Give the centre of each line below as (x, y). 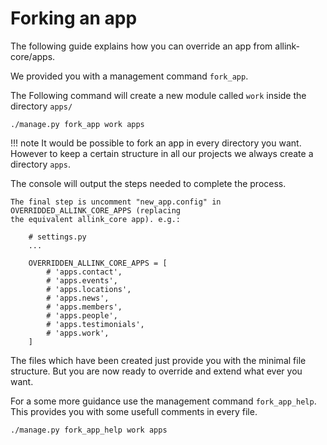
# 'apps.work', (78, 333)
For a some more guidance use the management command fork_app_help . (163, 401)
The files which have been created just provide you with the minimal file (158, 360)
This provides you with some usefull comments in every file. (134, 411)
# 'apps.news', (78, 298)
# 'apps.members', (84, 307)
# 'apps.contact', (84, 272)
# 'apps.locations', (89, 289)
